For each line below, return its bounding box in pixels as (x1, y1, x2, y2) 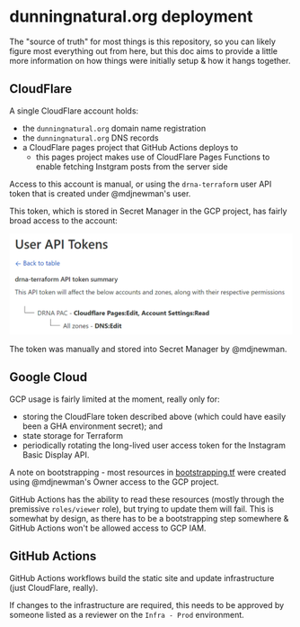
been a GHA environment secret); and (22, 421, 163, 432)
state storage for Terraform (22, 430, 124, 441)
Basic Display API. (22, 449, 90, 460)
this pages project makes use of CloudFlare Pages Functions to (35, 151, 270, 162)
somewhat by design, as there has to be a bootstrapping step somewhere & (9, 513, 289, 523)
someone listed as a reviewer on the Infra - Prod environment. (9, 609, 244, 620)
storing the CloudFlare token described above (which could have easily (22, 411, 286, 422)
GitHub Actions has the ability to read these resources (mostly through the (9, 494, 285, 504)
